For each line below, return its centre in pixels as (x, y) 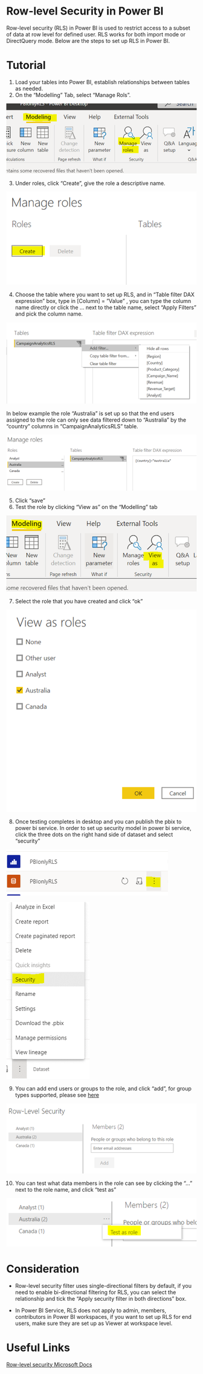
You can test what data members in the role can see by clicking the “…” (104, 1183)
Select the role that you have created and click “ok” (79, 601)
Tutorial (26, 65)
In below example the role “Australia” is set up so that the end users (90, 414)
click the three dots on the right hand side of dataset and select (94, 835)
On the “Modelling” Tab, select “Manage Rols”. (73, 95)
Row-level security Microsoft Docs (49, 1364)
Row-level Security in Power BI (85, 11)
